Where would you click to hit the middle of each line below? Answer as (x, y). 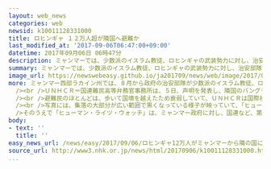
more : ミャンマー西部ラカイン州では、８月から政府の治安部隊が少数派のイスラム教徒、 (133, 83)
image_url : (27, 76)
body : (17, 121)
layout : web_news (38, 16)
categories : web (35, 23)
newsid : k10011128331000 (50, 31)
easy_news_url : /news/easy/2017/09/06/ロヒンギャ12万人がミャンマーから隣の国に (136, 143)
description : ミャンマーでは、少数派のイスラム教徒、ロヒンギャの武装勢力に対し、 (131, 61)
